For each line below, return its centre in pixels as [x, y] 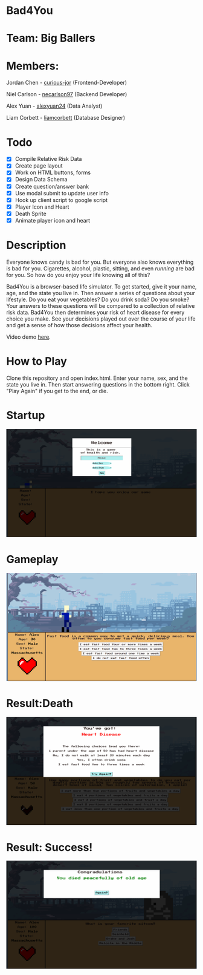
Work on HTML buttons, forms [53, 172]
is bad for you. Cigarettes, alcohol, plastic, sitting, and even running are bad [101, 268]
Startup [26, 415]
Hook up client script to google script [61, 200]
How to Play [37, 361]
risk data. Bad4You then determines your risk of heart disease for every [95, 312]
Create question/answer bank [52, 186]
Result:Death [40, 704]
